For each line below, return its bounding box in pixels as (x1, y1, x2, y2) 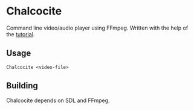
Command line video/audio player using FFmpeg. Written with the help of (6, 24, 189, 31)
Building (6, 80, 38, 91)
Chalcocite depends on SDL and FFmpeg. (6, 97, 110, 104)
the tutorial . (6, 30, 35, 37)
